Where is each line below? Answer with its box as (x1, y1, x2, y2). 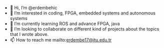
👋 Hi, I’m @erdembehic (9, 5, 57, 10)
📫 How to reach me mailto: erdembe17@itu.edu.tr (9, 37, 112, 42)
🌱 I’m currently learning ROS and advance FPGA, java (9, 20, 120, 26)
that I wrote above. (9, 31, 49, 37)
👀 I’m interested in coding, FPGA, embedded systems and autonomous (9, 10, 156, 16)
